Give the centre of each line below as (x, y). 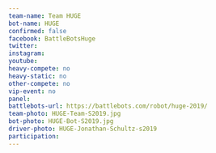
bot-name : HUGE (34, 23)
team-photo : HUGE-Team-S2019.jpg (65, 114)
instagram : (27, 53)
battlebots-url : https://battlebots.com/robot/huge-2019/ (108, 106)
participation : (34, 136)
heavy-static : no (38, 76)
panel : (19, 99)
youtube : (23, 62)
